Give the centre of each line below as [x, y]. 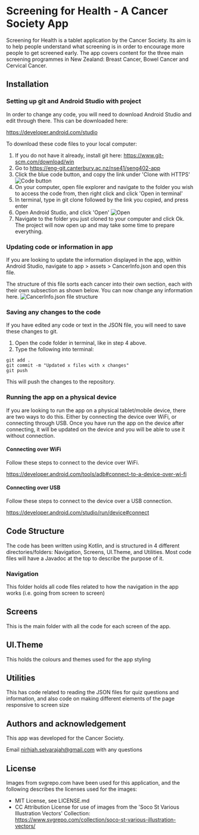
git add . [18, 360]
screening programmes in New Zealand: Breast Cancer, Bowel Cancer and [97, 59]
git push [17, 371]
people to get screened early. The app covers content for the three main [95, 52]
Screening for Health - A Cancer [87, 11]
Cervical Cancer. [27, 65]
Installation [27, 84]
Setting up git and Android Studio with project [74, 101]
